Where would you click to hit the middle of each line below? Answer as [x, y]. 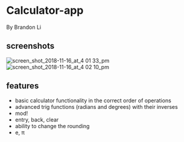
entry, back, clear [37, 119]
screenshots [30, 46]
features [23, 86]
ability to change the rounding [52, 126]
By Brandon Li [24, 27]
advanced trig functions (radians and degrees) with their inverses [96, 106]
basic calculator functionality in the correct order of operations [93, 100]
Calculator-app [45, 11]
